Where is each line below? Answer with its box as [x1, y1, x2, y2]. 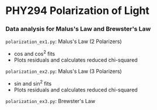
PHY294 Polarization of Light [5, 4, 150, 17]
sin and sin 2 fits [13, 79, 52, 87]
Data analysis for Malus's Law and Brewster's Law [5, 25, 151, 33]
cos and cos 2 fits [13, 49, 55, 58]
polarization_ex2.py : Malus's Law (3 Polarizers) [5, 68, 122, 75]
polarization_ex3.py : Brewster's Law [5, 97, 96, 104]
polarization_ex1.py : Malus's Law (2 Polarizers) [5, 38, 122, 45]
